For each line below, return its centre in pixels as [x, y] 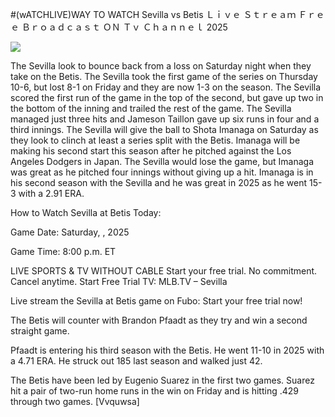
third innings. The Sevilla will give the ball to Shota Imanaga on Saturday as [164, 129]
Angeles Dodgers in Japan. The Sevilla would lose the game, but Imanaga [162, 161]
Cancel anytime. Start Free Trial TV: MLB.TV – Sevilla [119, 281]
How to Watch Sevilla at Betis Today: [86, 212]
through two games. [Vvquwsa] [75, 401]
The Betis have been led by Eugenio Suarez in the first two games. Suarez [162, 380]
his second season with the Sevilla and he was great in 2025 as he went [159, 182]
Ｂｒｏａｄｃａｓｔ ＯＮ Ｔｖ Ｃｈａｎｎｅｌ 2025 [124, 27]
